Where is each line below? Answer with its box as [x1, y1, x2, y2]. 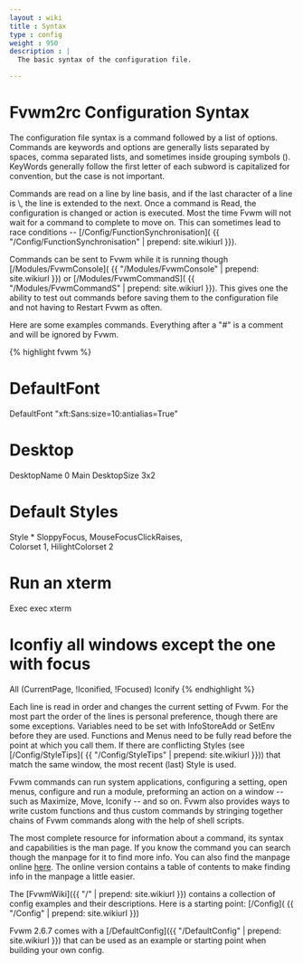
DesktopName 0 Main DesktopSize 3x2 [9, 470, 156, 481]
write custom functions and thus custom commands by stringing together [9, 805, 283, 816]
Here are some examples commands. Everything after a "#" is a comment [9, 319, 284, 330]
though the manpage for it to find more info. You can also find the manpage [9, 852, 291, 863]
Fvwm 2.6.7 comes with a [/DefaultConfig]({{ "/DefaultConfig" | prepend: [9, 925, 282, 936]
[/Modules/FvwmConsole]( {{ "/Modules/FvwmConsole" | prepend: [9, 263, 260, 274]
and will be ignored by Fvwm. [9, 329, 119, 339]
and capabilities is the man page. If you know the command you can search [9, 842, 291, 853]
